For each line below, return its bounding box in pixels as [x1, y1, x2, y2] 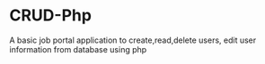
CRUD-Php [9, 5, 93, 26]
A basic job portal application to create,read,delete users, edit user [9, 35, 257, 45]
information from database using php [9, 44, 147, 54]
